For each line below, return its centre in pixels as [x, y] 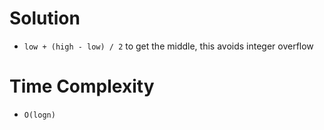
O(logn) [39, 115]
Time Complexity [82, 86]
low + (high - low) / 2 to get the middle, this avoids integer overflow [168, 46]
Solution [45, 18]
